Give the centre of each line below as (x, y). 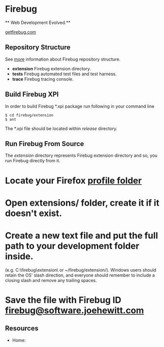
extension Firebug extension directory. (52, 68)
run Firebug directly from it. (33, 161)
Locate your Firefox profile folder (73, 181)
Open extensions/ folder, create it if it (82, 203)
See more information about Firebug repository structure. (63, 59)
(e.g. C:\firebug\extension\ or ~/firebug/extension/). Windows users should (81, 270)
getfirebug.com (21, 32)
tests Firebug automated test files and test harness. (64, 74)
